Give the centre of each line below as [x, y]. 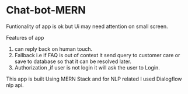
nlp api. [15, 85]
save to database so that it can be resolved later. [73, 61]
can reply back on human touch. [53, 49]
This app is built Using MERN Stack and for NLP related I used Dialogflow [94, 79]
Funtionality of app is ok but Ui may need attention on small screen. [87, 26]
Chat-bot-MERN [46, 10]
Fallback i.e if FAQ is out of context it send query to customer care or [97, 55]
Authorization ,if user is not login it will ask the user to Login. [87, 67]
